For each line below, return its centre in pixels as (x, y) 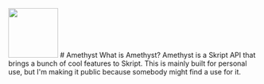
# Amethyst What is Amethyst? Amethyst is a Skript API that (157, 55)
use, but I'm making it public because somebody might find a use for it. (124, 72)
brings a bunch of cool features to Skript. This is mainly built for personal (128, 63)
